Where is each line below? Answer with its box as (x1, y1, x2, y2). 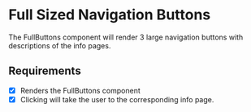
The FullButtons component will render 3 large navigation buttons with (8, 32, 244, 42)
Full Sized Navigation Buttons (8, 6, 211, 24)
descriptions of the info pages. (8, 40, 111, 50)
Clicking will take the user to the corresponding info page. (19, 94, 214, 104)
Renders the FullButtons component (19, 85, 141, 95)
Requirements (8, 64, 81, 78)
